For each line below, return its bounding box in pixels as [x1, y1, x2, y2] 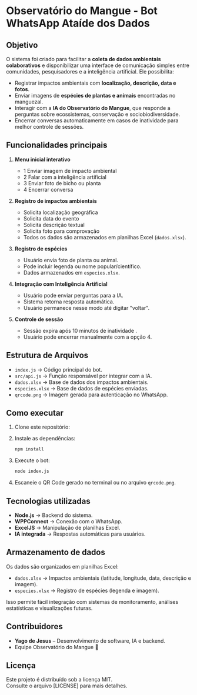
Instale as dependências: [14, 435, 75, 442]
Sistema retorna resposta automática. [23, 298, 115, 305]
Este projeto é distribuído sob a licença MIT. [6, 676, 113, 683]
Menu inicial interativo [14, 156, 71, 163]
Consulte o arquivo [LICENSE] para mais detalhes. [6, 682, 128, 689]
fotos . [14, 86, 30, 92]
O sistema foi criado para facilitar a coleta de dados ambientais [6, 56, 161, 62]
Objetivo [6, 40, 38, 50]
